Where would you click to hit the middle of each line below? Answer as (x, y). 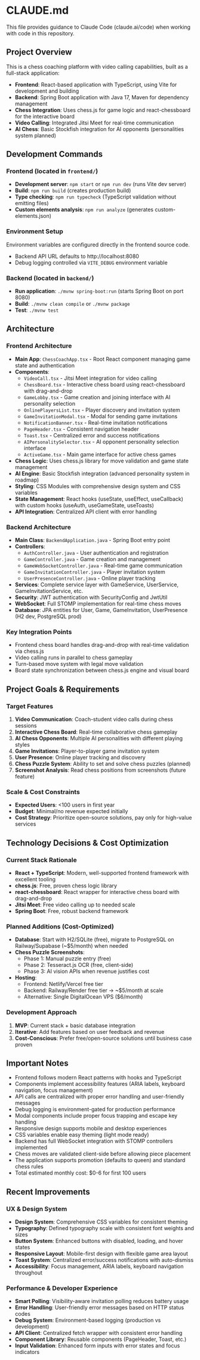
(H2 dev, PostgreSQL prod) (48, 616)
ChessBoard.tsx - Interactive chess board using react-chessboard (104, 384)
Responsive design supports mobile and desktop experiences (91, 1128)
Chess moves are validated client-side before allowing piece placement (103, 1154)
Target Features (30, 706)
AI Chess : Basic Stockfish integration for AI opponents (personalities (99, 129)
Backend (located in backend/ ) (50, 278)
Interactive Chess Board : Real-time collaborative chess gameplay (96, 732)
